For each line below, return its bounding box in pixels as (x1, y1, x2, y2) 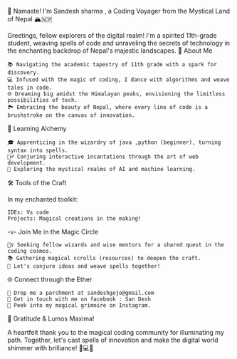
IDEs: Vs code (7, 209, 50, 216)
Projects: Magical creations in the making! (7, 215, 142, 222)
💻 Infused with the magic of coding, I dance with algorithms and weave (7, 76, 230, 83)
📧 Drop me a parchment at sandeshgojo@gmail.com (7, 289, 154, 296)
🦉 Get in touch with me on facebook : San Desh (7, 296, 152, 303)
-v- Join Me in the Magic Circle (7, 228, 99, 236)
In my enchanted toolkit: (7, 195, 78, 203)
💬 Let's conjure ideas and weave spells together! (7, 263, 161, 270)
